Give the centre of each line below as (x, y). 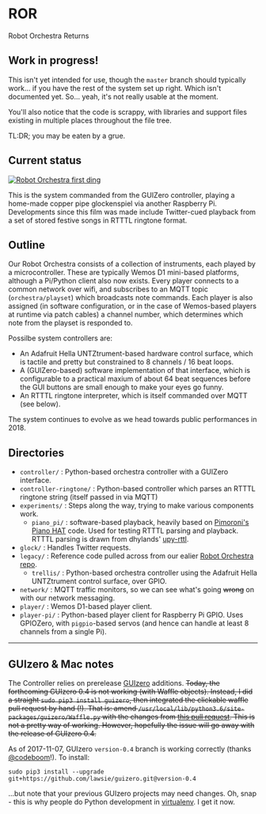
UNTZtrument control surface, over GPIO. (99, 581)
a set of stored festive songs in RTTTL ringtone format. (98, 220)
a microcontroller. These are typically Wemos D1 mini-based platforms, (123, 272)
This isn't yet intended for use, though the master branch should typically (127, 79)
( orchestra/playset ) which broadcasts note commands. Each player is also (131, 298)
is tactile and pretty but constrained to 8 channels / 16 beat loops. (127, 362)
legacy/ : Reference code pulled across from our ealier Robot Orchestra (137, 556)
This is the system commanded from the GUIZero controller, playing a (122, 195)
